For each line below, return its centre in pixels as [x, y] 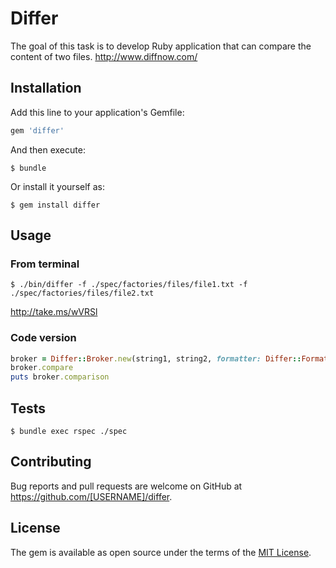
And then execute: [48, 149]
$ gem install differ [55, 205]
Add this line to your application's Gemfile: [97, 112]
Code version [43, 338]
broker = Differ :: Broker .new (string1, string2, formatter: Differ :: [156, 358]
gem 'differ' [37, 130]
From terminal [45, 264]
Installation [46, 88]
